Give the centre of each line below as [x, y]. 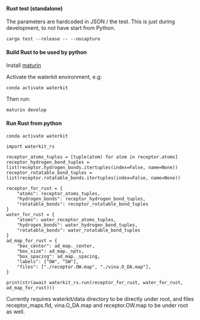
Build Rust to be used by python [47, 52]
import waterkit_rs [31, 147]
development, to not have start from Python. [61, 28]
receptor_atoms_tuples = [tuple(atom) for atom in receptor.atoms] [92, 157]
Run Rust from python [34, 123]
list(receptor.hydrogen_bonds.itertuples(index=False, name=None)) [92, 167]
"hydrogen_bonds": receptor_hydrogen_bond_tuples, [81, 199]
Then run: [18, 99]
